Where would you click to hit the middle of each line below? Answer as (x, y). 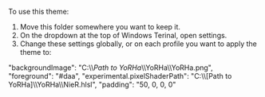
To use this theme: (39, 12)
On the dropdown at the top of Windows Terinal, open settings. (123, 35)
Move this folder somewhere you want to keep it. (100, 27)
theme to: (36, 52)
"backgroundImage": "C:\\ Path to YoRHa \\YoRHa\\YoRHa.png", (111, 68)
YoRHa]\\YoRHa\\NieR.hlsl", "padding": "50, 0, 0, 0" (92, 84)
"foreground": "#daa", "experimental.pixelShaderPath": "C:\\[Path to (120, 76)
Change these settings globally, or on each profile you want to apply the (138, 44)
